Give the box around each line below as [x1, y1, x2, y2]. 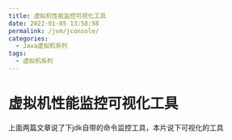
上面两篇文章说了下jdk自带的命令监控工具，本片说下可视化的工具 [8, 122, 224, 132]
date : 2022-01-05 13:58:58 [8, 19, 99, 28]
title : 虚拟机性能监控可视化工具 [8, 11, 107, 20]
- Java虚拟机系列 [15, 42, 68, 50]
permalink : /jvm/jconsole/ [8, 27, 99, 35]
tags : [8, 49, 27, 57]
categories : [8, 34, 49, 43]
